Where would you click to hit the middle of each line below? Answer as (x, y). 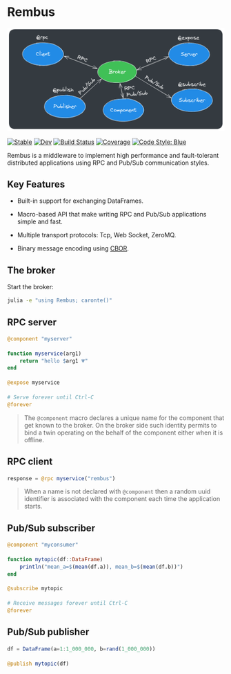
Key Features (36, 184)
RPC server (32, 322)
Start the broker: (30, 287)
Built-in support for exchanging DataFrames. (80, 201)
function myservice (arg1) (44, 354)
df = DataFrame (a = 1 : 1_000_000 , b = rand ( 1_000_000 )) (81, 649)
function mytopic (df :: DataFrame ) (55, 559)
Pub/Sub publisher (48, 632)
